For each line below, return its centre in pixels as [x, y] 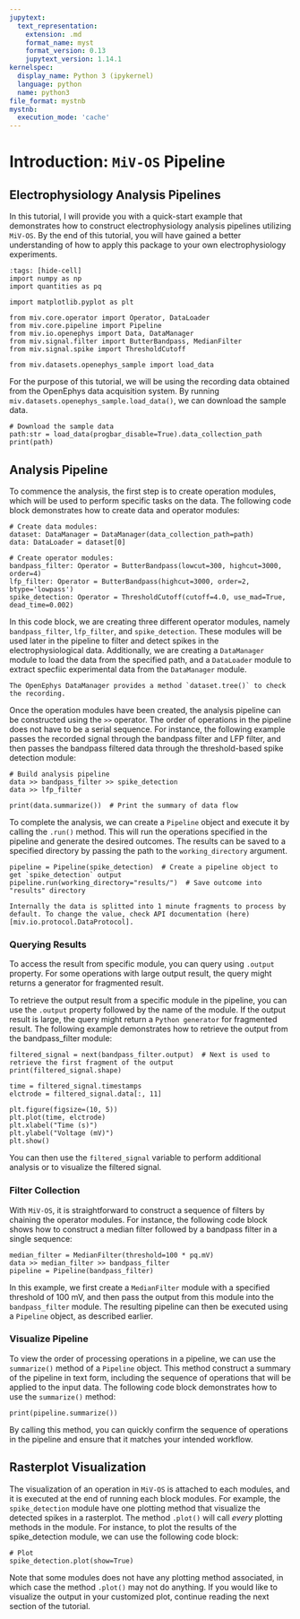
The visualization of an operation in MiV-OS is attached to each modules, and [150, 1489]
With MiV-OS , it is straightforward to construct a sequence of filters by [137, 1210]
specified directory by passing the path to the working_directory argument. [149, 850]
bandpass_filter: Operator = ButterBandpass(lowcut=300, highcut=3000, [146, 565]
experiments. [34, 254]
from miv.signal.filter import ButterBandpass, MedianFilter [126, 341]
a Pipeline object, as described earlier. [81, 1316]
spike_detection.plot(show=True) [72, 1561]
